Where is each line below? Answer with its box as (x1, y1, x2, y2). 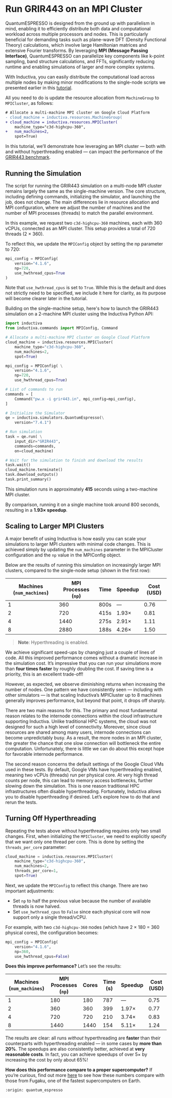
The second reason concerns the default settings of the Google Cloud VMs (5, 761, 164, 767)
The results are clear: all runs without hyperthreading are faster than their (5, 1035, 161, 1041)
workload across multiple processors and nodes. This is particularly (5, 31, 148, 37)
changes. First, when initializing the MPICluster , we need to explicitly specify (5, 833, 167, 839)
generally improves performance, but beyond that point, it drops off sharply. (5, 697, 166, 703)
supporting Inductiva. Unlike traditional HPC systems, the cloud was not (5, 718, 157, 724)
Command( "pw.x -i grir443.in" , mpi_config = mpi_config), (14, 396, 137, 401)
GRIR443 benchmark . (5, 154, 51, 160)
